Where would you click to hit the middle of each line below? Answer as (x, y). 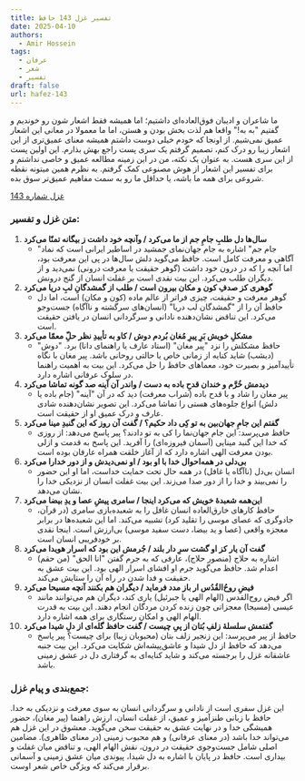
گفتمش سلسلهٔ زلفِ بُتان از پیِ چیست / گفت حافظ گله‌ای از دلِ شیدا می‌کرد (148, 625)
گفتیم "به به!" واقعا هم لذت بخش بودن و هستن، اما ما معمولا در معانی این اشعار (145, 129)
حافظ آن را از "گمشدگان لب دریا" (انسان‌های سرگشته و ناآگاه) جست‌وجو (160, 307)
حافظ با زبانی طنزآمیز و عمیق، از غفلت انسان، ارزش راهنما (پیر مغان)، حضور (141, 718)
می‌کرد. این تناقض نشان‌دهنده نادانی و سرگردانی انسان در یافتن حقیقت (156, 316)
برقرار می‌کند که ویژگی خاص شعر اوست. (80, 766)
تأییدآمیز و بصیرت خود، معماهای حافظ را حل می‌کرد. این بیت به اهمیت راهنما (165, 364)
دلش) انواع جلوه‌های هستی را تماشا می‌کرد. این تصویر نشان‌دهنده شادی (157, 403)
